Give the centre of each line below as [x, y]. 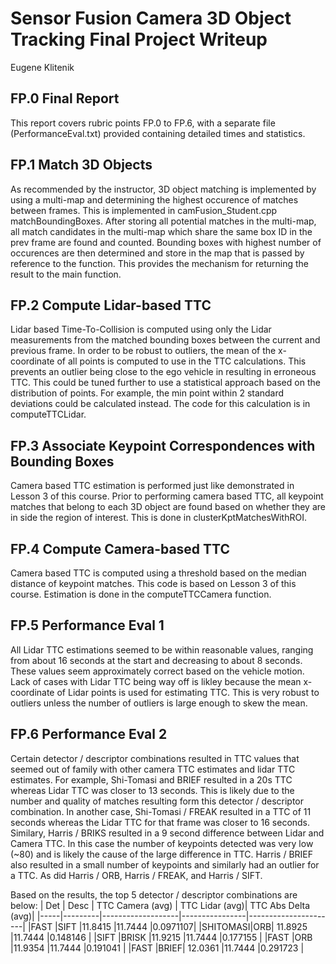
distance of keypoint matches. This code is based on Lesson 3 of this [153, 583]
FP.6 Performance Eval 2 [89, 734]
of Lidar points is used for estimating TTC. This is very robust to [188, 692]
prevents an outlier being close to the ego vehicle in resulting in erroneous [163, 372]
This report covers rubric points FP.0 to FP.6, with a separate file [143, 123]
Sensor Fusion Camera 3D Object [151, 18]
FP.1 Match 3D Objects [81, 165]
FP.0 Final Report [65, 98]
